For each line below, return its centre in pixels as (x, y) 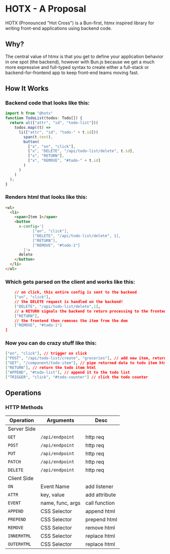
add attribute (101, 495)
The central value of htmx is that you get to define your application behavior (84, 56)
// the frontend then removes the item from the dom (71, 321)
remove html (100, 528)
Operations (23, 393)
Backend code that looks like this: (48, 103)
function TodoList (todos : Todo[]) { (44, 118)
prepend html (101, 520)
